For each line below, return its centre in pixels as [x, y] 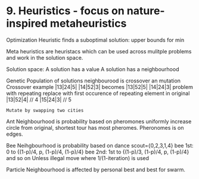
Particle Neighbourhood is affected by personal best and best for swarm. [96, 170]
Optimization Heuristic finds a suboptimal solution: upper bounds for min [95, 40]
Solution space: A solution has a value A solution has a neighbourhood [93, 69]
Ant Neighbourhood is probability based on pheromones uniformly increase [99, 121]
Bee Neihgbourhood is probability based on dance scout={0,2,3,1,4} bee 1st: [100, 145]
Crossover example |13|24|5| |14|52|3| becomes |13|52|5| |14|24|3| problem [100, 87]
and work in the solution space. [45, 57]
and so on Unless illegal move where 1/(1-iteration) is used [78, 158]
